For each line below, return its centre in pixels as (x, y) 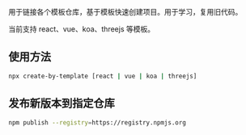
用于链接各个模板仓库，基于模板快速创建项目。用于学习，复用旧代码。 (125, 12)
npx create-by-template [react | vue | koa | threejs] (103, 76)
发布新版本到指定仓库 (61, 103)
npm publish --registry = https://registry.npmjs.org (97, 122)
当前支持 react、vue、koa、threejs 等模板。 (82, 29)
